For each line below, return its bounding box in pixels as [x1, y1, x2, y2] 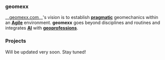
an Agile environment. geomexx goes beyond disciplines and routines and [5, 19, 160, 25]
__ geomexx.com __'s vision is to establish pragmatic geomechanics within [5, 14, 158, 20]
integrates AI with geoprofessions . [5, 25, 78, 31]
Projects [5, 37, 26, 44]
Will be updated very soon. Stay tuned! [5, 48, 86, 55]
